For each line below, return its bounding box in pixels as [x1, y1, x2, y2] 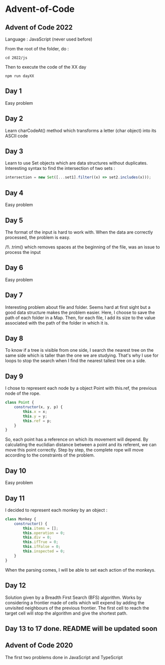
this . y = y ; [23, 414, 48, 418]
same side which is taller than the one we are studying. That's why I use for [5, 352, 159, 359]
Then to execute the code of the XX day [5, 64, 86, 70]
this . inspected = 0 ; [23, 549, 65, 554]
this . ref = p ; [23, 418, 52, 423]
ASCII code [5, 132, 28, 139]
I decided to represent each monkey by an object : [5, 507, 108, 513]
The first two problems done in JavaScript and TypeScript [5, 654, 123, 660]
